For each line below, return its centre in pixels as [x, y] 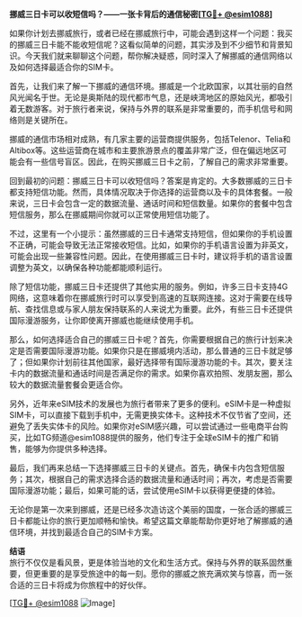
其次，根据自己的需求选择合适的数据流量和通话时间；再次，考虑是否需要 [159, 479]
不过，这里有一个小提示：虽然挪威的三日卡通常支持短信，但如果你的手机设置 [151, 234]
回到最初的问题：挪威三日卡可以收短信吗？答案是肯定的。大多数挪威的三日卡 [151, 181]
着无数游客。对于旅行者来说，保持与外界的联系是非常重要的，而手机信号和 [147, 109]
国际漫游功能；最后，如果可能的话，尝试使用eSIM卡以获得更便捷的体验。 [145, 490]
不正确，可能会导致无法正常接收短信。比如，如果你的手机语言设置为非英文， [151, 245]
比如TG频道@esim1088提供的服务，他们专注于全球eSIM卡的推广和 [148, 437]
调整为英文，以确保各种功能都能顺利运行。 [88, 268]
